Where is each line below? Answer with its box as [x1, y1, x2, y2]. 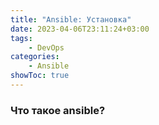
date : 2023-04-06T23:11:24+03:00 [10, 24, 150, 34]
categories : [10, 52, 60, 62]
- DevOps [28, 42, 65, 53]
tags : [10, 33, 33, 43]
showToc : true [10, 71, 70, 81]
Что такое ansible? [10, 103, 106, 117]
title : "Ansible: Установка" [10, 14, 132, 25]
